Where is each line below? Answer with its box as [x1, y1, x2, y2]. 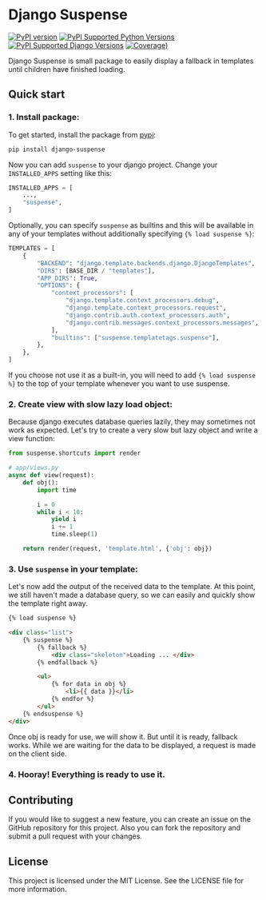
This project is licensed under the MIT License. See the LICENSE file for [8, 876, 244, 886]
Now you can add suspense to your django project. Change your [8, 160, 218, 169]
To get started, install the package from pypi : [8, 129, 157, 139]
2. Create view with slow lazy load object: [8, 398, 173, 409]
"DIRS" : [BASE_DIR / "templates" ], [37, 266, 156, 275]
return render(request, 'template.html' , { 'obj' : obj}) [22, 545, 213, 553]
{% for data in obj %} [50, 680, 127, 688]
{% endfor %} [50, 695, 94, 703]
